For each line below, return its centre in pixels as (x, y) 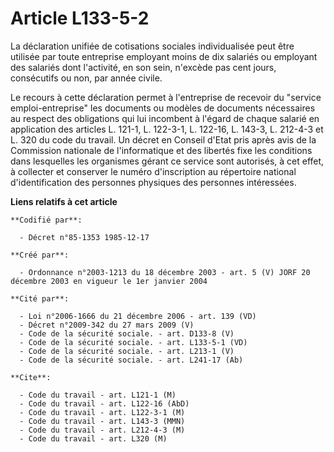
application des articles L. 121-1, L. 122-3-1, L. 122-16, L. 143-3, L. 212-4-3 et (167, 129)
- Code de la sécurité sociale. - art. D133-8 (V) (127, 333)
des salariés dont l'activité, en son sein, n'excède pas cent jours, (143, 67)
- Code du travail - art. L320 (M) (93, 438)
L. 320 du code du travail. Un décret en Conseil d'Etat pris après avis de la (163, 139)
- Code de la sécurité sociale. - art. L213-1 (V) (127, 351)
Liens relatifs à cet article (64, 201)
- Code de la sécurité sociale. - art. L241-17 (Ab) (131, 360)
